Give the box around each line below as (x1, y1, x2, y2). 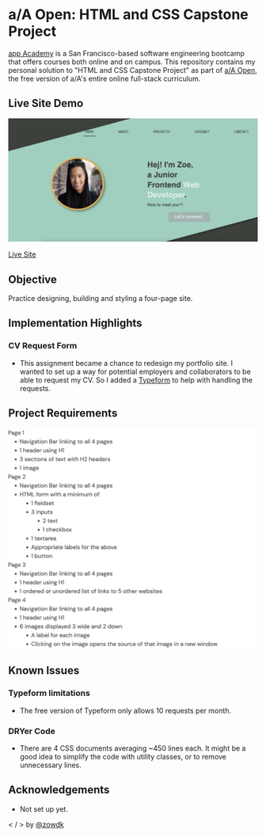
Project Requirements (8, 406, 118, 420)
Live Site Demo (8, 97, 84, 110)
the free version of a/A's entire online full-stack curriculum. (8, 74, 201, 83)
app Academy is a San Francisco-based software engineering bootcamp (8, 48, 245, 58)
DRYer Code (8, 725, 55, 736)
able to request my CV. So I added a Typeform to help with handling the (19, 375, 253, 385)
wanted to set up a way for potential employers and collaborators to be (19, 367, 251, 376)
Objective (8, 272, 58, 286)
